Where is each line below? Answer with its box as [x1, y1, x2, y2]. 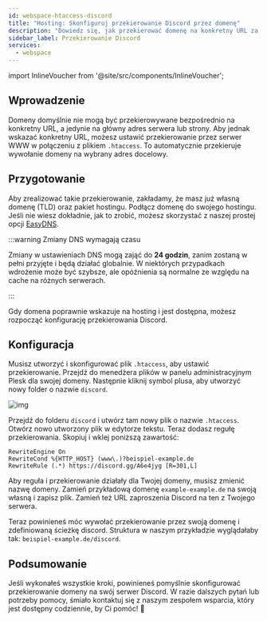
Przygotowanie [8, 173, 85, 186]
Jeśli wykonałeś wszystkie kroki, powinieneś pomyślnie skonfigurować [8, 579, 241, 588]
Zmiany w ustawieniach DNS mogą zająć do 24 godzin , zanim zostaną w [8, 249, 248, 260]
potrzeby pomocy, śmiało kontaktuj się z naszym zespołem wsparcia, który [8, 595, 255, 605]
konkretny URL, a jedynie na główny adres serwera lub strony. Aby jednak [8, 123, 250, 133]
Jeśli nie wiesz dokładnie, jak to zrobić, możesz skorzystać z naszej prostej [8, 210, 256, 220]
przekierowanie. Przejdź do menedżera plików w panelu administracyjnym [8, 368, 252, 377]
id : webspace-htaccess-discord [8, 11, 112, 20]
